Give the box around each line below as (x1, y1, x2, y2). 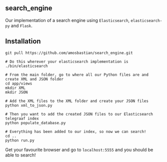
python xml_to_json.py (5, 102, 52, 108)
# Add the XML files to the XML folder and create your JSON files (5, 98, 149, 103)
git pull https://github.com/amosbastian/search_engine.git (5, 50, 133, 55)
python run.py (5, 137, 35, 143)
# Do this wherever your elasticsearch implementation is (5, 59, 128, 64)
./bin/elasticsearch (5, 63, 48, 68)
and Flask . (10, 22, 32, 28)
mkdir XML (5, 85, 26, 90)
